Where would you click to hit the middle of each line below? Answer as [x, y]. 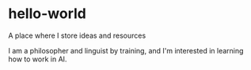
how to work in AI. [38, 59]
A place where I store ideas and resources [77, 35]
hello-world [48, 14]
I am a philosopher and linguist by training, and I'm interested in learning [126, 50]
